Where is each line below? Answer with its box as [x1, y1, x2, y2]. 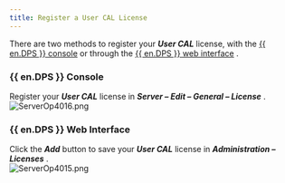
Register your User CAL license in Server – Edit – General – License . [9, 91, 267, 101]
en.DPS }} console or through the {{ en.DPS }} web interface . [9, 47, 239, 59]
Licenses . [9, 153, 49, 164]
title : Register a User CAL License [9, 13, 147, 23]
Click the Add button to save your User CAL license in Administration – [9, 144, 276, 155]
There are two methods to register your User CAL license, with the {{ [9, 38, 267, 49]
